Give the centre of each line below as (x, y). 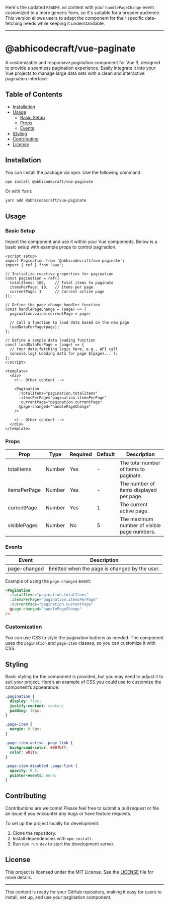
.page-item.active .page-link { (39, 743)
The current (134, 505)
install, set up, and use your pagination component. (58, 897)
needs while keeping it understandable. (64, 23)
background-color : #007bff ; (39, 747)
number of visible (140, 526)
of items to (132, 469)
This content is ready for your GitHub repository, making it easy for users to (83, 892)
